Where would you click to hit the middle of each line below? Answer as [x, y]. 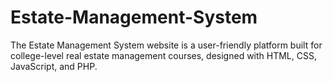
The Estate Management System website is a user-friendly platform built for [166, 45]
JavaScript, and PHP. [54, 66]
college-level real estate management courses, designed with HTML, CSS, [163, 55]
